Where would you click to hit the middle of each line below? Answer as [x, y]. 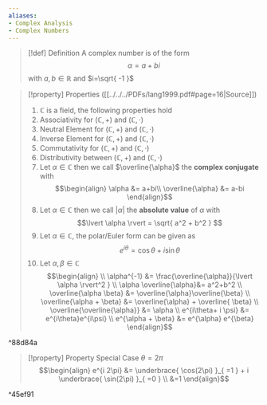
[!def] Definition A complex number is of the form [108, 53]
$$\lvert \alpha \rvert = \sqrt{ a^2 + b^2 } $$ [150, 223]
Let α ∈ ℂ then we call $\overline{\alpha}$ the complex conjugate [149, 167]
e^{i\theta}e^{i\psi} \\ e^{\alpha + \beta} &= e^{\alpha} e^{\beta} [149, 319]
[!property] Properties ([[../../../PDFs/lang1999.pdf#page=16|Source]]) [142, 94]
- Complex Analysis [41, 23]
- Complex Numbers [39, 30]
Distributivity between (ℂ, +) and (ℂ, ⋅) [101, 158]
